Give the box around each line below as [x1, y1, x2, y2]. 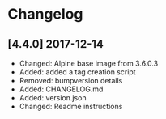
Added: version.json [19, 93, 87, 102]
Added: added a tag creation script [19, 67, 136, 77]
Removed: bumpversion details [19, 76, 123, 85]
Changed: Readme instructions [19, 102, 123, 111]
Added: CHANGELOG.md [19, 84, 104, 94]
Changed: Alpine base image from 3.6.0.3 [19, 58, 159, 68]
